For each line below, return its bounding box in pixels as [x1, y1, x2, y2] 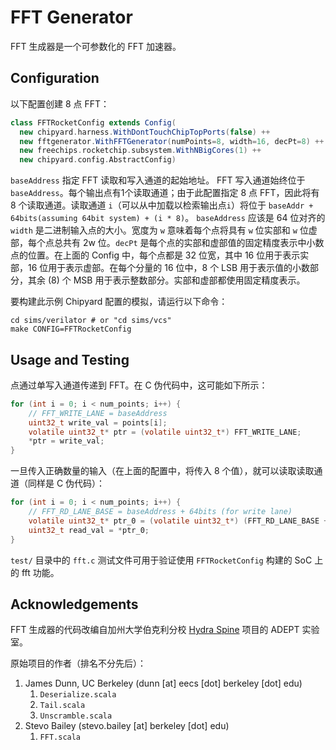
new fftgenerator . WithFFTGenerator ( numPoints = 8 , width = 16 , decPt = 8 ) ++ [19, 136, 325, 146]
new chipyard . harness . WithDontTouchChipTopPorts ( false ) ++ [19, 127, 271, 137]
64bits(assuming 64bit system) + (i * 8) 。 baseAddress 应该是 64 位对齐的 [10, 212, 326, 224]
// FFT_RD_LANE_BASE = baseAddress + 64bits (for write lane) [28, 507, 293, 517]
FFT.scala [39, 732, 82, 743]
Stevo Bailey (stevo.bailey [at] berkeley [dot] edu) [24, 720, 230, 732]
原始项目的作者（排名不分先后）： [10, 657, 147, 670]
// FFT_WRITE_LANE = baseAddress [28, 408, 168, 418]
